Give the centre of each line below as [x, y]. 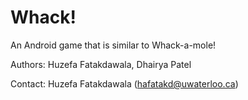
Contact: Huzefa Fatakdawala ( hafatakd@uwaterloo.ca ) [124, 83]
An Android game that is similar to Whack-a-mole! [113, 45]
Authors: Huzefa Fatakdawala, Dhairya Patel [101, 64]
